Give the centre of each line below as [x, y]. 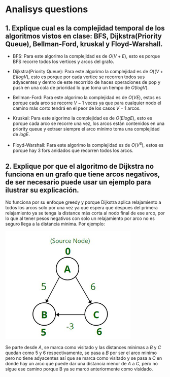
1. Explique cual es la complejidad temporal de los [85, 28]
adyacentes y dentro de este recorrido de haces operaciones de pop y [87, 82]
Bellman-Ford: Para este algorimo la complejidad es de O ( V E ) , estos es [87, 97]
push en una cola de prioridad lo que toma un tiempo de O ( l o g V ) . [80, 88]
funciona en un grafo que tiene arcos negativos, [82, 175]
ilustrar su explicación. [42, 190]
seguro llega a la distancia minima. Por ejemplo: [55, 224]
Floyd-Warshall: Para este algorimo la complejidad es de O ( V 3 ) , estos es [88, 145]
